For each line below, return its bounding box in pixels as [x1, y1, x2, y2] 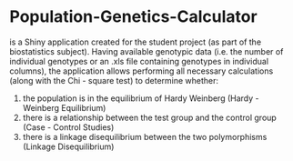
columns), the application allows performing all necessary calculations [9, 65, 274, 76]
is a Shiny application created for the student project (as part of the [9, 36, 262, 47]
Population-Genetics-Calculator [9, 6, 258, 27]
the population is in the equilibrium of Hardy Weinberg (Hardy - [22, 93, 259, 104]
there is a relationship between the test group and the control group [22, 112, 278, 123]
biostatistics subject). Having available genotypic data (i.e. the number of [9, 45, 284, 56]
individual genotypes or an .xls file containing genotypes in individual [9, 55, 269, 66]
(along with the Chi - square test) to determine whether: [9, 75, 219, 86]
